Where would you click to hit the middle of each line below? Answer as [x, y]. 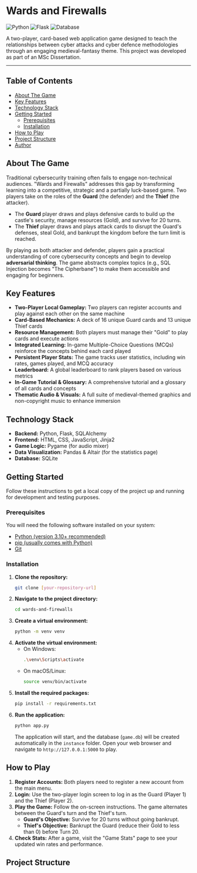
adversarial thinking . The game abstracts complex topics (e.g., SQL [89, 263]
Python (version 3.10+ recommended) [60, 536]
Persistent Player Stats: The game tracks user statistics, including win [100, 357]
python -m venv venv [40, 631]
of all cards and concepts [45, 389]
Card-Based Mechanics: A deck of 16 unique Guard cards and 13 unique [103, 320]
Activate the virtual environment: [56, 643]
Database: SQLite [36, 458]
